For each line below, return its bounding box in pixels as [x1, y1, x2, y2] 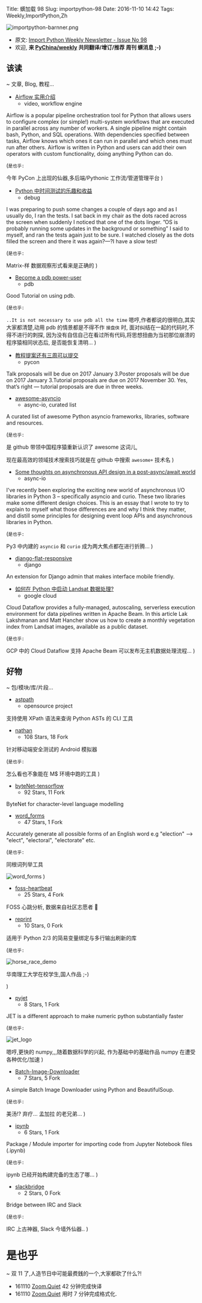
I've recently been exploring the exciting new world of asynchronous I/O [6, 486, 185, 493]
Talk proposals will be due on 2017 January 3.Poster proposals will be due [6, 370, 190, 377]
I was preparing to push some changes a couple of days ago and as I [6, 205, 177, 213]
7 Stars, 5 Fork [23, 1074, 61, 1081]
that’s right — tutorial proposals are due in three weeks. [6, 383, 144, 390]
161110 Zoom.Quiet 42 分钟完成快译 [14, 1282, 102, 1290]
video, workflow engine [23, 100, 82, 107]
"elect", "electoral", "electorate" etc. [6, 836, 96, 844]
